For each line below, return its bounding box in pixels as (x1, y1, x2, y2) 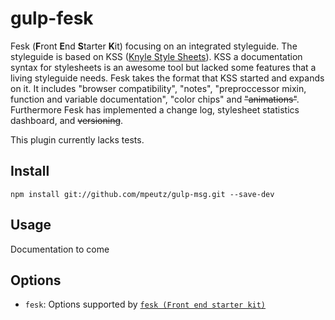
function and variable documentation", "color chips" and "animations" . (10, 93, 300, 105)
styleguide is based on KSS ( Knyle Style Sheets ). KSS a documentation (10, 50, 303, 62)
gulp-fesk (10, 7, 94, 30)
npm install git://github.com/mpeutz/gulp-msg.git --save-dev (10, 189, 275, 199)
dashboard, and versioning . (10, 114, 124, 126)
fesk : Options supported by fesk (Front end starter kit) (24, 298, 267, 311)
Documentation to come (10, 243, 110, 255)
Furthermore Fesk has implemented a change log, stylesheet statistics (10, 103, 300, 116)
